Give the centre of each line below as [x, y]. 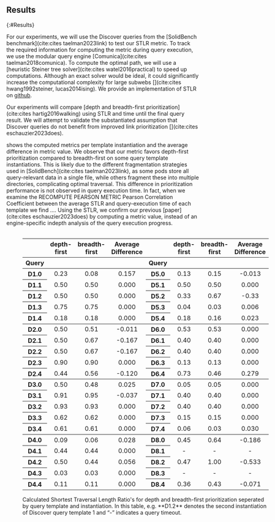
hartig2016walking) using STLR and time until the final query [109, 113]
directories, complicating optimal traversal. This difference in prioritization [100, 184]
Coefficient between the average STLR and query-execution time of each [99, 203]
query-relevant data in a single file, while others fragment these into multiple [103, 177]
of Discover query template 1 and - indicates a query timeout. [102, 513]
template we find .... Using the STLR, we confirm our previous [84, 210]
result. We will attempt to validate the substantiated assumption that [92, 120]
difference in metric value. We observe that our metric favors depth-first [97, 151]
